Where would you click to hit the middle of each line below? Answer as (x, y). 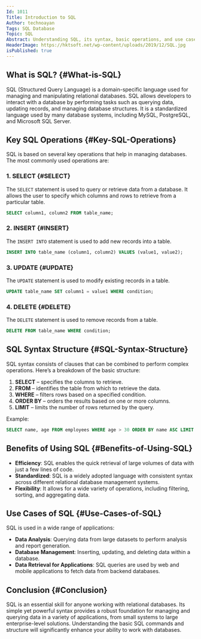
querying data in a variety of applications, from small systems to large (92, 617)
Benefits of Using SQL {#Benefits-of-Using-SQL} (99, 448)
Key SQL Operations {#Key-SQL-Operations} (91, 140)
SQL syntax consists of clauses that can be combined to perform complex (98, 364)
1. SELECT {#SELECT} (38, 176)
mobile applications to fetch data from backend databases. (87, 571)
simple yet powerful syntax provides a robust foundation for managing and (98, 611)
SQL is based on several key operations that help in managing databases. (97, 154)
